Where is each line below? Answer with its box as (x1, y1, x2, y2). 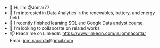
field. (9, 15, 20, 20)
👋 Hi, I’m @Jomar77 (9, 5, 50, 10)
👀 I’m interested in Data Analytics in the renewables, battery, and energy (9, 10, 155, 16)
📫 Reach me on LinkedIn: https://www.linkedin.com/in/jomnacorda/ (9, 31, 146, 36)
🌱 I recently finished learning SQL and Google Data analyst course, (9, 20, 144, 26)
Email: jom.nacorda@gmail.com (9, 38, 73, 43)
